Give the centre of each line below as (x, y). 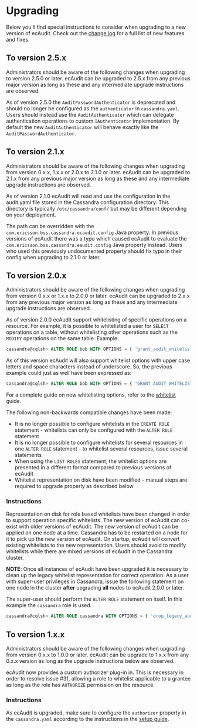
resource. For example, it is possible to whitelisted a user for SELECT (87, 326)
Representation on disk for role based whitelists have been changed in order (98, 514)
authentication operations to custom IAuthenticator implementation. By (93, 121)
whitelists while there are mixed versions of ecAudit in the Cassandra (89, 551)
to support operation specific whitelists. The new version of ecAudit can (93, 520)
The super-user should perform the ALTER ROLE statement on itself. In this (94, 599)
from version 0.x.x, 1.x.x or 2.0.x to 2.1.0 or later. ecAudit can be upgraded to (98, 172)
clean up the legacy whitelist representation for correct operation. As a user (98, 575)
